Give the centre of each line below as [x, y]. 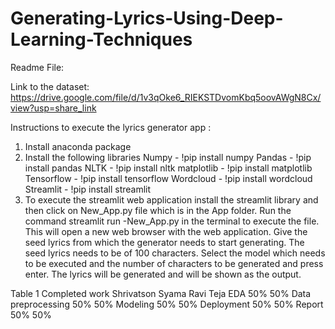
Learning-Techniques [101, 39]
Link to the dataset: [50, 86]
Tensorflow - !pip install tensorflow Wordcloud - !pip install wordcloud [168, 178]
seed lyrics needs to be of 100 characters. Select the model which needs [175, 253]
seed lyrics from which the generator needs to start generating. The [164, 242]
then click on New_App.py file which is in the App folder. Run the [158, 210]
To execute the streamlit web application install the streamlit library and [171, 199]
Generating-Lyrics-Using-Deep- [147, 18]
